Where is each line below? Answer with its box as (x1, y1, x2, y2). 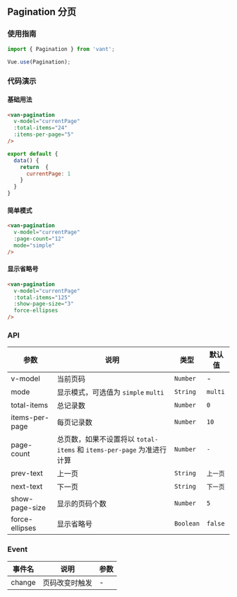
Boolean (174, 520, 200, 528)
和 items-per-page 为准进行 (76, 445, 167, 455)
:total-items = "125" (13, 294, 71, 301)
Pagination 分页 (7, 6, 77, 18)
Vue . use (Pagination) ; (7, 58, 71, 65)
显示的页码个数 (56, 499, 107, 509)
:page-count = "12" (13, 236, 65, 243)
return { (20, 163, 49, 170)
